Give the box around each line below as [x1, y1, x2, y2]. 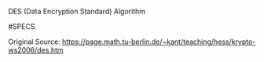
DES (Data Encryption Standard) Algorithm [8, 7, 145, 16]
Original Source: [8, 37, 60, 46]
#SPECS [8, 22, 35, 31]
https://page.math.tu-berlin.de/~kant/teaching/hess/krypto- [61, 37, 256, 46]
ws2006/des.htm [8, 46, 64, 54]
